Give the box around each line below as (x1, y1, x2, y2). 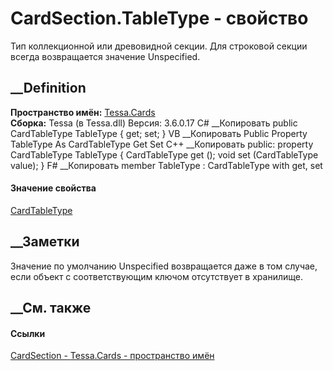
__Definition (10, 80, 87, 97)
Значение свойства (10, 182, 97, 194)
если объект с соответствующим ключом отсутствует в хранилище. (10, 270, 303, 282)
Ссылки (10, 327, 46, 339)
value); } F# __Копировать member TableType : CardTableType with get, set (10, 159, 323, 171)
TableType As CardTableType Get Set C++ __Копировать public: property (10, 138, 314, 150)
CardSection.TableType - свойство (10, 7, 309, 30)
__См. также (10, 300, 92, 317)
